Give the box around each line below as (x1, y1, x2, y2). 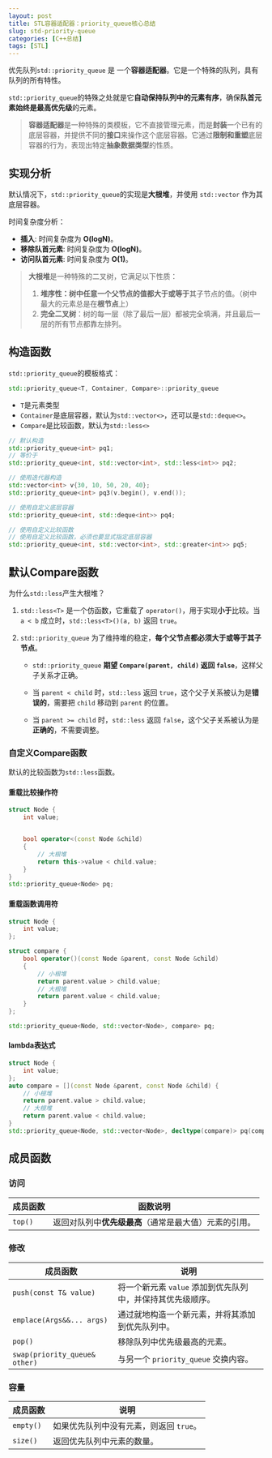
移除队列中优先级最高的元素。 (117, 1336, 232, 1347)
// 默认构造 (8, 436, 45, 444)
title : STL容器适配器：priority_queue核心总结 (8, 19, 156, 28)
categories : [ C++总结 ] (8, 34, 83, 43)
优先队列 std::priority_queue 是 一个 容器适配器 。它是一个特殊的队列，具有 (8, 66, 259, 75)
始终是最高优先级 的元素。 (15, 103, 101, 113)
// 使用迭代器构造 (8, 474, 62, 482)
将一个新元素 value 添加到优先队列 (117, 1281, 249, 1293)
